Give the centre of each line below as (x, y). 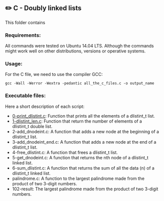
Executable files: (25, 96)
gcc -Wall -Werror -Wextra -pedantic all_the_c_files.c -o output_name (80, 83)
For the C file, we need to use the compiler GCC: (54, 75)
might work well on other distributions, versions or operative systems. (75, 51)
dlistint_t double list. (32, 126)
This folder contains (25, 22)
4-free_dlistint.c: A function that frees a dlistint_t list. (65, 152)
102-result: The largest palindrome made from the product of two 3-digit (85, 189)
